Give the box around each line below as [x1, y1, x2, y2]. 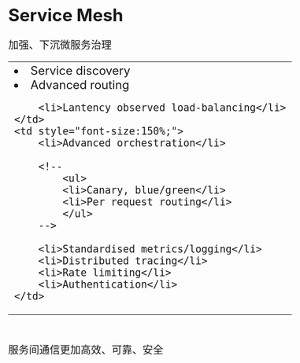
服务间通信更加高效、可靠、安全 [8, 343, 164, 357]
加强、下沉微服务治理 [8, 38, 112, 52]
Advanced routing [30, 78, 130, 93]
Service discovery [30, 63, 131, 79]
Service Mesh [8, 4, 124, 26]
